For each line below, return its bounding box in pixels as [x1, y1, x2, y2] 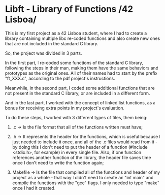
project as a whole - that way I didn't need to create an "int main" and [12, 174, 154, 180]
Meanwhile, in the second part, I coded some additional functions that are [5, 85, 155, 91]
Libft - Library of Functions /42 [5, 3, 133, 15]
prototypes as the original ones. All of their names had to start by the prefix [5, 70, 158, 76]
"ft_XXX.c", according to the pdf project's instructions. [5, 75, 115, 81]
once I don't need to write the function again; [12, 160, 104, 165]
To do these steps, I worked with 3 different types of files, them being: [5, 114, 148, 120]
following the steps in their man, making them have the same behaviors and [5, 65, 159, 71]
